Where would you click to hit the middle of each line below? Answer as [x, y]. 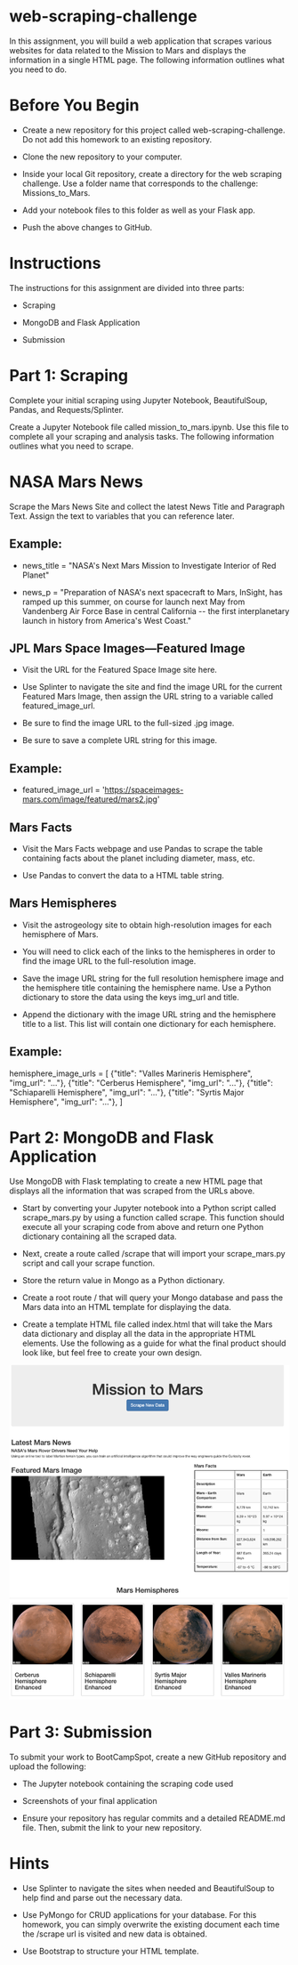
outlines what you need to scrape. [72, 446]
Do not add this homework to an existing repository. [117, 139]
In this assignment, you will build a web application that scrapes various [141, 41]
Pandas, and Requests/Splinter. [67, 409]
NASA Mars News [77, 481]
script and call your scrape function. [89, 1263]
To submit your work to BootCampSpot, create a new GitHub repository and [148, 1757]
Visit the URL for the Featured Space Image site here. [120, 670]
